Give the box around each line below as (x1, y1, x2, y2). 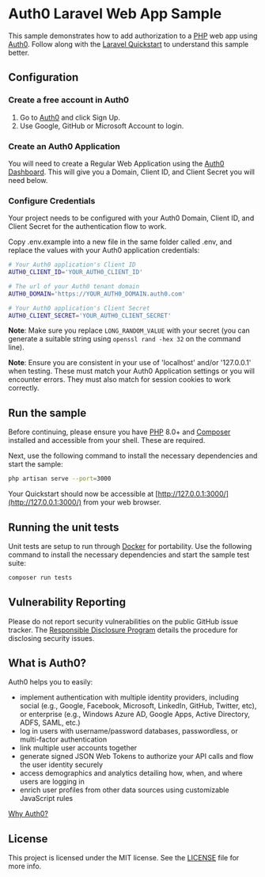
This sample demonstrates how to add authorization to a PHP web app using (8, 31, 258, 40)
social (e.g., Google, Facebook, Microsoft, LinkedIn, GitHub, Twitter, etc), (19, 701, 257, 711)
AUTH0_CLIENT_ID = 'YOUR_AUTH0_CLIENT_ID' (8, 269, 144, 276)
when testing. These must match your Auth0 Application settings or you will (8, 366, 256, 376)
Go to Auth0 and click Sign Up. (19, 112, 121, 122)
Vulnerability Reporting (8, 596, 127, 609)
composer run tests (8, 574, 73, 581)
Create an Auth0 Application (8, 140, 120, 151)
